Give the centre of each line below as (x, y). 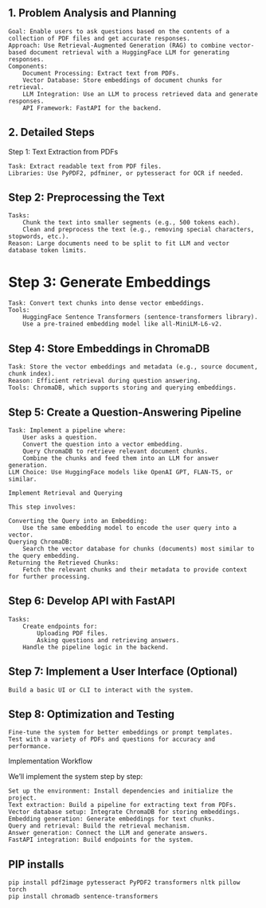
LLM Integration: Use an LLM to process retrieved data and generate (141, 94)
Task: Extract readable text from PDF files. (85, 166)
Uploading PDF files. (73, 633)
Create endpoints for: (60, 626)
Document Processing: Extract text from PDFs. (101, 73)
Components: (28, 66)
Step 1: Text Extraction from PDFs (63, 151)
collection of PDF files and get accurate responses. (100, 38)
